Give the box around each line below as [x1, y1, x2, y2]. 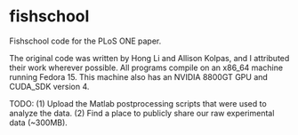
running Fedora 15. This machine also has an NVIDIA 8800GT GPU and [9, 71, 269, 82]
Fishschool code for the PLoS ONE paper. [9, 36, 162, 46]
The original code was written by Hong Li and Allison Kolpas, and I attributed [9, 52, 290, 63]
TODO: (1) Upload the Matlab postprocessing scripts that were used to [9, 98, 267, 108]
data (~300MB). [9, 117, 68, 128]
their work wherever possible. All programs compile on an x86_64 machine [9, 62, 283, 73]
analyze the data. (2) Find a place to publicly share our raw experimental [9, 107, 275, 118]
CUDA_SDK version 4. [9, 81, 90, 91]
